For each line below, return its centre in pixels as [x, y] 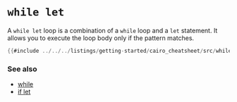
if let [24, 92]
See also [22, 69]
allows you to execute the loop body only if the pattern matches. [101, 38]
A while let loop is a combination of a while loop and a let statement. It [113, 30]
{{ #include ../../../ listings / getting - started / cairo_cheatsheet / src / [112, 51]
